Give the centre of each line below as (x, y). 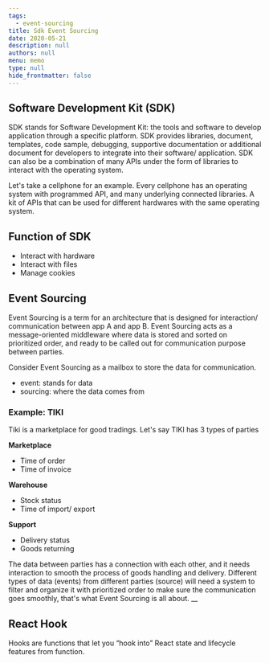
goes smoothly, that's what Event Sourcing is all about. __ (103, 599)
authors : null (32, 53)
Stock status (41, 501)
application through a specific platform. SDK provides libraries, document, (131, 136)
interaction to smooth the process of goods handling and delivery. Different (132, 573)
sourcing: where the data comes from (82, 391)
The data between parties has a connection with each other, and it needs (129, 564)
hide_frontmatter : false (50, 76)
